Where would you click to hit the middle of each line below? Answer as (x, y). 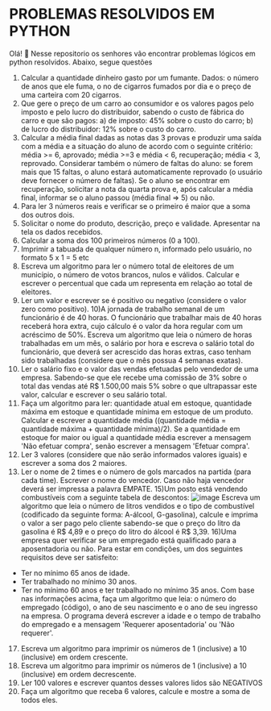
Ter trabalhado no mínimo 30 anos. (79, 581)
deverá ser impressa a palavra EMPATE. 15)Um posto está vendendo (134, 489)
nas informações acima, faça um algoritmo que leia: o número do (128, 598)
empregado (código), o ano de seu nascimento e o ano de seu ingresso (139, 607)
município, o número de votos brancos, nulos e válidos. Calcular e (130, 274)
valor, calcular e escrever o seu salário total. (94, 394)
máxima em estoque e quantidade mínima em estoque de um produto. (137, 411)
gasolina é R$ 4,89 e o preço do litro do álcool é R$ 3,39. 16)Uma (128, 531)
